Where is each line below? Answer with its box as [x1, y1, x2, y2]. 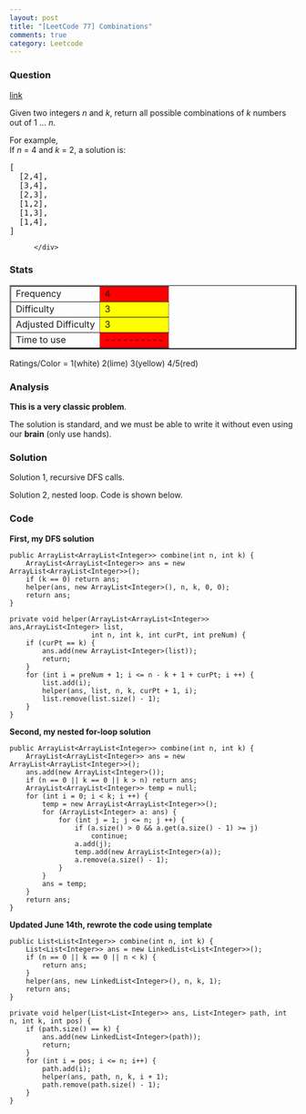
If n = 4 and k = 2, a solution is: [9, 144, 126, 155]
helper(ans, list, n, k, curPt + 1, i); [42, 686, 198, 695]
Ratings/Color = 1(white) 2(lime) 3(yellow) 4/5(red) [9, 357, 199, 369]
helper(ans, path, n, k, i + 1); [42, 1072, 169, 1081]
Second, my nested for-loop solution [9, 726, 151, 737]
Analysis [9, 380, 50, 393]
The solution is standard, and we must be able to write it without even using [9, 419, 293, 430]
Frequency [15, 287, 62, 300]
